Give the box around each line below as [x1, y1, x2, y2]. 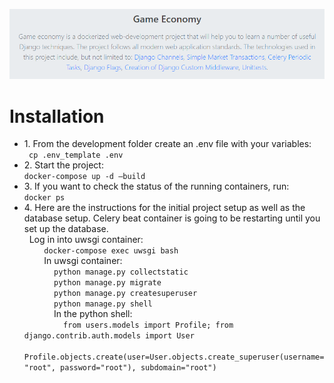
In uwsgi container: [43, 255, 123, 267]
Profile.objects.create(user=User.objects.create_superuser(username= [23, 352, 325, 363]
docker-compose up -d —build [23, 172, 146, 182]
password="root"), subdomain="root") [60, 363, 217, 373]
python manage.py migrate [53, 278, 162, 288]
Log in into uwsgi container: [28, 234, 144, 246]
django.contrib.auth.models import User [23, 331, 195, 341]
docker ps [23, 193, 66, 203]
